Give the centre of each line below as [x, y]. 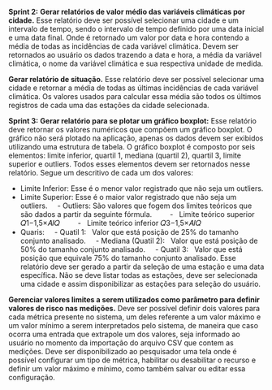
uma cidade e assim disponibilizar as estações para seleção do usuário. [140, 284]
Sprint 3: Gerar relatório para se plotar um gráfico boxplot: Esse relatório [133, 121]
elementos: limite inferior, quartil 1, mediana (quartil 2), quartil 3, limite [125, 155]
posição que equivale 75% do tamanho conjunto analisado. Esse [128, 258]
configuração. [32, 377]
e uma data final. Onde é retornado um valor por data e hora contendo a [129, 37]
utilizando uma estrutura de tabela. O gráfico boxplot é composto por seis [132, 147]
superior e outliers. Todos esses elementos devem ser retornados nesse [129, 164]
